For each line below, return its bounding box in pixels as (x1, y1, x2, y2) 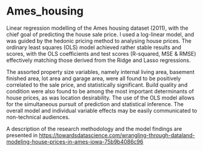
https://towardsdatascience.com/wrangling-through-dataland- (39, 132, 195, 139)
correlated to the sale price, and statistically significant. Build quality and (6, 81, 188, 89)
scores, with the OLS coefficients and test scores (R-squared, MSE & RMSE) (6, 50, 196, 57)
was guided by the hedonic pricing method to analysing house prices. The (6, 37, 192, 44)
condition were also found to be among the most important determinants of (6, 87, 194, 95)
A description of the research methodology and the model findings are (6, 125, 182, 132)
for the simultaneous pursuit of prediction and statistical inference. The (6, 100, 184, 107)
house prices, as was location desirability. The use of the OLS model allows (6, 94, 195, 101)
